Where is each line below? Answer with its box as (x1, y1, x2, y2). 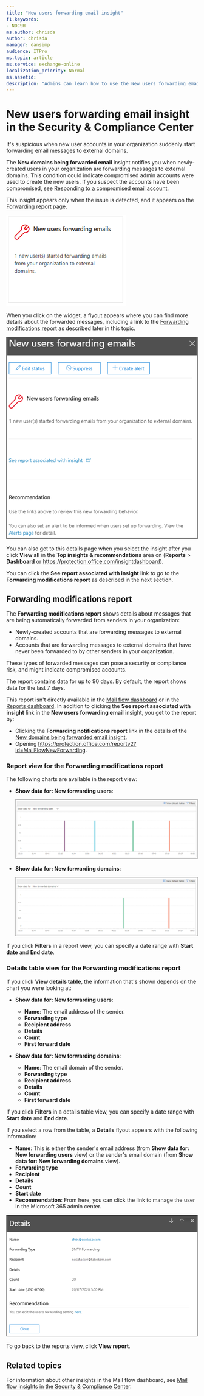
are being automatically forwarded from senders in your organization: (6, 617, 180, 624)
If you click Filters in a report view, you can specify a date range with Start (6, 942, 194, 950)
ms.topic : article (6, 55, 53, 61)
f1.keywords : (6, 16, 39, 23)
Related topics (6, 1360, 62, 1370)
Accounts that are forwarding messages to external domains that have (15, 641, 191, 648)
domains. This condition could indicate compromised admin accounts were (6, 172, 194, 179)
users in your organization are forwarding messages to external (27, 165, 186, 173)
